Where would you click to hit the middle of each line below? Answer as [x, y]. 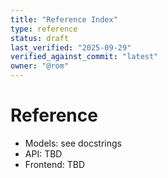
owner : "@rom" [40, 66]
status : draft [40, 38]
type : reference [44, 29]
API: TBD [43, 153]
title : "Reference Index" [64, 19]
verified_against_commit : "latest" [84, 57]
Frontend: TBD [55, 164]
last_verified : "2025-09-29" [71, 47]
